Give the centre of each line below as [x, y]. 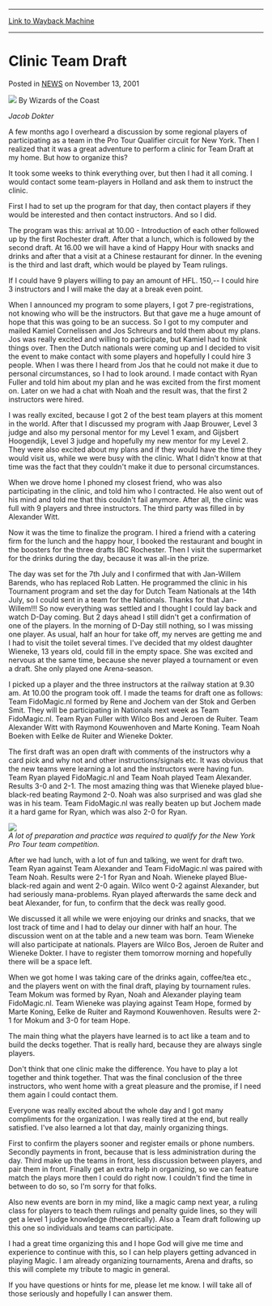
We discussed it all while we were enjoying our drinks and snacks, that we [132, 918]
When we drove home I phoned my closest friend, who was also [115, 482]
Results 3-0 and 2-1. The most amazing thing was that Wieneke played [126, 785]
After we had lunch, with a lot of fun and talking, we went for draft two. [126, 860]
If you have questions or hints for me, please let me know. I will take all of [130, 1285]
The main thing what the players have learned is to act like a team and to [130, 1036]
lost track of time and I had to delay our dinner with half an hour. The [123, 927]
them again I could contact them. [64, 1095]
